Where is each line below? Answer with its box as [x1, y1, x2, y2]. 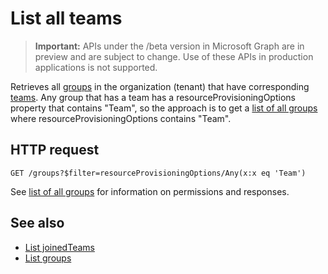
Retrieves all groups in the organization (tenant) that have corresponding [10, 80, 310, 92]
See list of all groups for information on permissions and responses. [10, 185, 290, 197]
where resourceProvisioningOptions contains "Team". [10, 112, 232, 124]
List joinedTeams [24, 241, 95, 253]
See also [10, 215, 65, 232]
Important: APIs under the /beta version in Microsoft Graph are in [34, 40, 305, 52]
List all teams [10, 7, 123, 30]
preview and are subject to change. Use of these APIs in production [34, 50, 314, 62]
